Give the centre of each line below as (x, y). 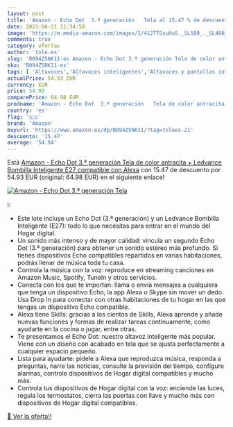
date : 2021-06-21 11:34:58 (46, 26)
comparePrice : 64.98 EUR (43, 98)
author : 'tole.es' (34, 53)
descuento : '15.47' (35, 136)
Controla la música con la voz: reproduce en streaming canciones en (115, 270)
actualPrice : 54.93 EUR (42, 78)
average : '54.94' (32, 143)
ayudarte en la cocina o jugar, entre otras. (77, 329)
